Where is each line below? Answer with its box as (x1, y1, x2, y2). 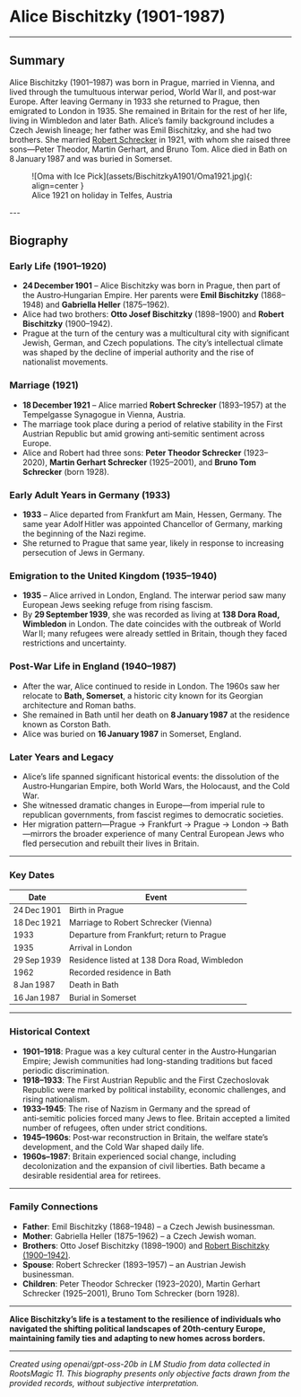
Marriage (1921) (9, 379, 79, 391)
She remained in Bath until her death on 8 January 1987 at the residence (21, 709, 290, 720)
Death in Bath (68, 980, 119, 990)
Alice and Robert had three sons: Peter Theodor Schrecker (21, 447, 242, 458)
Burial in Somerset (68, 992, 137, 1003)
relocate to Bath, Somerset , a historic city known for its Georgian (21, 690, 263, 701)
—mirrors (21, 828, 58, 839)
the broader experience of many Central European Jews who (58, 828, 285, 839)
